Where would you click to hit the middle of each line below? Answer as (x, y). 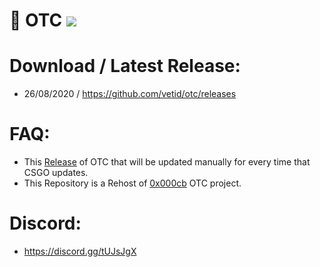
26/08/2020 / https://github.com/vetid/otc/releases (130, 94)
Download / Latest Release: (125, 66)
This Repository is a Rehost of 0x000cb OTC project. (132, 183)
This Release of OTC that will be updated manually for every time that (167, 162)
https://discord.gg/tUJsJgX (80, 251)
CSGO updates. (56, 173)
